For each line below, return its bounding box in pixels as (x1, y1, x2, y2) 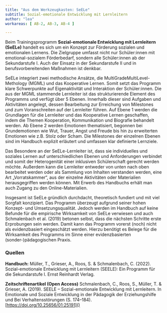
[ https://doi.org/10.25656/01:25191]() (5, 302, 81, 308)
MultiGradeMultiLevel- (104, 75, 150, 81)
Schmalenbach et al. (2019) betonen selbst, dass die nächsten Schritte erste (5, 216, 162, 222)
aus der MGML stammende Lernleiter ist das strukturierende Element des (5, 91, 156, 97)
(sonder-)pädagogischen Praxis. (5, 237, 72, 243)
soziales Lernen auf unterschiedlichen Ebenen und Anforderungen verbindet (5, 154, 162, 159)
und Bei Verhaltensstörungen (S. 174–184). (5, 297, 92, 303)
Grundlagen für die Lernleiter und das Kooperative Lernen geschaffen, (5, 112, 149, 118)
